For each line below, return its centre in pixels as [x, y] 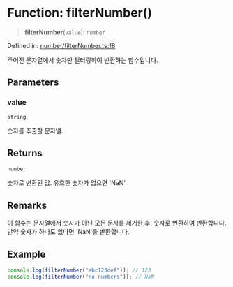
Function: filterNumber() [80, 13]
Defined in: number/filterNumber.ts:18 [61, 45]
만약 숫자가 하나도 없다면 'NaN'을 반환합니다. [69, 232]
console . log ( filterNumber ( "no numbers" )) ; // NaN [81, 277]
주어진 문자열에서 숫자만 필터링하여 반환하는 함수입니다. [83, 60]
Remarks [27, 205]
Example [27, 254]
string [17, 117]
